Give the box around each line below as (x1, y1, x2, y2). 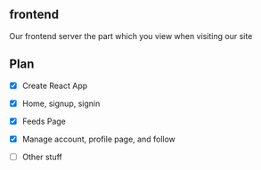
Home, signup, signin (21, 98, 101, 109)
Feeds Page (21, 116, 67, 126)
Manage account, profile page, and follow (21, 134, 176, 144)
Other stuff (21, 151, 62, 162)
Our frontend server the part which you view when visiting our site (9, 30, 253, 41)
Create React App (21, 80, 88, 91)
